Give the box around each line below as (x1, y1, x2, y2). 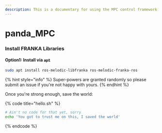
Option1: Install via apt (5, 57, 51, 63)
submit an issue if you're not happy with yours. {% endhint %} (5, 82, 130, 88)
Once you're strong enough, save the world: (5, 91, 93, 97)
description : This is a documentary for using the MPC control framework (5, 7, 158, 12)
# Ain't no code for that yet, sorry (5, 110, 81, 115)
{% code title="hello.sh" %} (5, 100, 61, 106)
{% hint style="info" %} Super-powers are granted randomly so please (5, 76, 146, 82)
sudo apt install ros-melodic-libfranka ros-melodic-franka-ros (5, 68, 138, 73)
